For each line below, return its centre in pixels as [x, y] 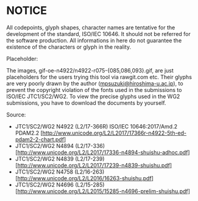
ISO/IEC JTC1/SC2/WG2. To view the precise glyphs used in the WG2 [93, 96]
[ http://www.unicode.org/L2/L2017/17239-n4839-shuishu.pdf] [94, 165]
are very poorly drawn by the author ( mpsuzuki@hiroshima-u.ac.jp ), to [95, 83]
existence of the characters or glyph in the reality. [69, 47]
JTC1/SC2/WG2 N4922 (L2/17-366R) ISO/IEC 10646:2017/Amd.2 [96, 126]
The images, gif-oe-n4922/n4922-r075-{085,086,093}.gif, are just [90, 70]
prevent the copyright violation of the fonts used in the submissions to [94, 90]
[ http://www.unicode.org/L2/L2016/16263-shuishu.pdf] [84, 178]
